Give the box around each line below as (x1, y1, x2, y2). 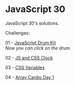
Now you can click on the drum (5, 45, 70, 51)
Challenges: (5, 30, 30, 36)
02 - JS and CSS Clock (5, 54, 53, 61)
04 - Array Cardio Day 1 (5, 74, 54, 80)
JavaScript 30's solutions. (5, 20, 59, 26)
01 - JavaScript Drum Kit (5, 39, 56, 46)
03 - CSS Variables (5, 64, 45, 70)
